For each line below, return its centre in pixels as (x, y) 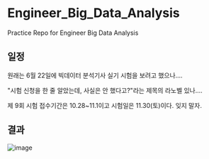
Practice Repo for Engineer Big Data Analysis (73, 33)
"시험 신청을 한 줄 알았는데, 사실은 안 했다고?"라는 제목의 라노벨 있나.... (105, 90)
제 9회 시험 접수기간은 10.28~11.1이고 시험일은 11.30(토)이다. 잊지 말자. (104, 105)
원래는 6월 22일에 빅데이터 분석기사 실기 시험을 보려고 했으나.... (95, 75)
